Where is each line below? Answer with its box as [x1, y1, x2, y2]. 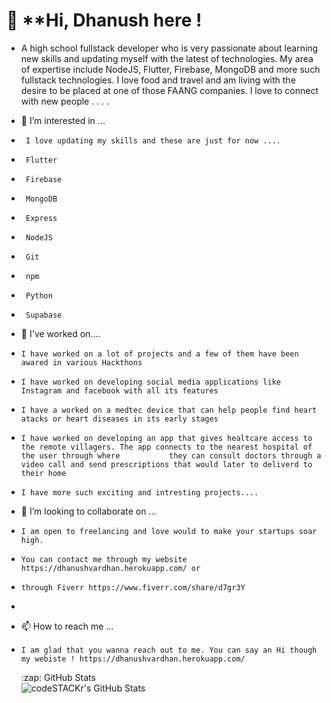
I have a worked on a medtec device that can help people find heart [20, 405, 318, 415]
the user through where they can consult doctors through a [20, 450, 322, 461]
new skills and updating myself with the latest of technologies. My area [20, 52, 314, 64]
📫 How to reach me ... [20, 620, 114, 632]
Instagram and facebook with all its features [20, 385, 219, 396]
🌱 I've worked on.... [20, 327, 101, 339]
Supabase [25, 310, 63, 320]
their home [20, 468, 67, 478]
